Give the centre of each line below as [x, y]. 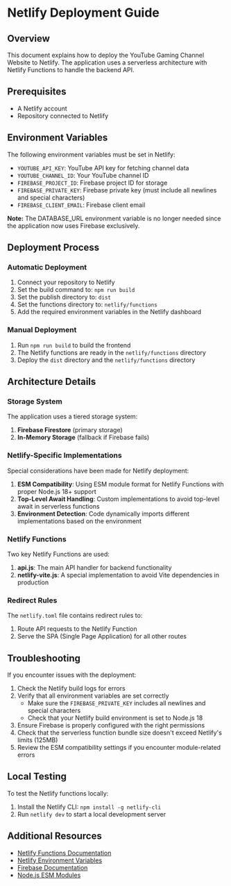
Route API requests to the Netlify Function [77, 629]
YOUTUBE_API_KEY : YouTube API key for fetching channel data [103, 167]
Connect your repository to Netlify [66, 282]
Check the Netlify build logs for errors [71, 688]
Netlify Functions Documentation [64, 853]
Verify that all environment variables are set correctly [93, 696]
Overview [29, 39]
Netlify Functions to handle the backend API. [71, 70]
